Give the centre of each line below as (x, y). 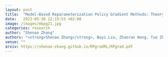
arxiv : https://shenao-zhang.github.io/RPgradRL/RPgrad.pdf (69, 47)
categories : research (28, 28)
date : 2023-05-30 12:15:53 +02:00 (43, 19)
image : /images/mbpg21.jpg (33, 24)
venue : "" (15, 42)
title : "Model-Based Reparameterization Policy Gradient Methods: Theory (85, 14)
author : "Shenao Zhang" (30, 33)
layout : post (19, 10)
